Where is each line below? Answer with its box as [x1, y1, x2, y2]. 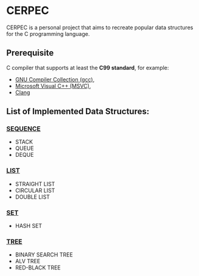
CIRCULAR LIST [15, 187, 55, 194]
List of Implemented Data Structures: [6, 106, 150, 117]
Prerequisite [6, 48, 54, 58]
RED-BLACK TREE [15, 264, 61, 271]
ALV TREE [15, 258, 41, 265]
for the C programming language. [6, 30, 90, 37]
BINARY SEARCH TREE [15, 251, 73, 258]
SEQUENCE [6, 125, 41, 133]
